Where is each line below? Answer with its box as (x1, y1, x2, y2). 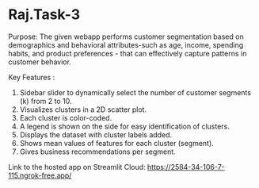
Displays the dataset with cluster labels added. (19, 129, 173, 140)
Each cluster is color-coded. (19, 113, 112, 122)
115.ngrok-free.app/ (8, 171, 72, 180)
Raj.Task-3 (8, 6, 81, 24)
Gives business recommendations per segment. (19, 147, 176, 156)
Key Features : (8, 72, 55, 82)
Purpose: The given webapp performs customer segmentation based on (8, 32, 244, 41)
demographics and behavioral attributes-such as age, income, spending (8, 40, 244, 49)
